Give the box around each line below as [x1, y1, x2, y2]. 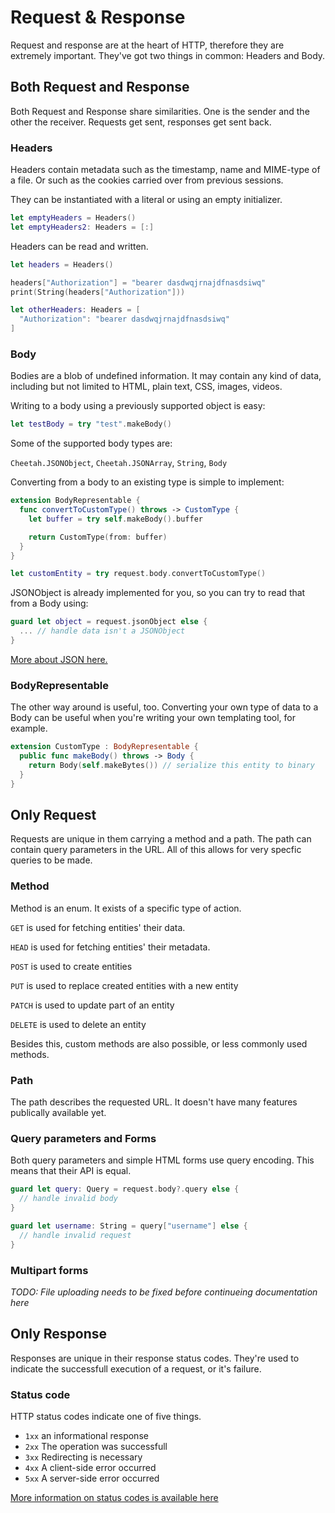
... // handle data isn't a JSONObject [19, 626, 186, 636]
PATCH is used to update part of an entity [10, 999, 175, 1011]
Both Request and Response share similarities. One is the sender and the [10, 105, 310, 117]
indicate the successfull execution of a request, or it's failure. [10, 1362, 262, 1375]
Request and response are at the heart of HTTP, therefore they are [10, 39, 285, 51]
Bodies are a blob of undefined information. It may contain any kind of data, [10, 370, 322, 382]
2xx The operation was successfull [24, 1441, 168, 1452]
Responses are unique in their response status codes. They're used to [10, 1352, 300, 1364]
